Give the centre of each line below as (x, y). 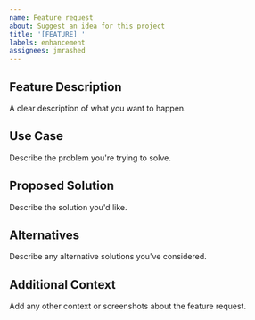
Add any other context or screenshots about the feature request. (128, 306)
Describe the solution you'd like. (68, 207)
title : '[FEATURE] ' (48, 34)
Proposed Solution (62, 186)
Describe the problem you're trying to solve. (90, 158)
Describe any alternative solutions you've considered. (108, 257)
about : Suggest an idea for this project (87, 26)
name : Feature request (51, 17)
